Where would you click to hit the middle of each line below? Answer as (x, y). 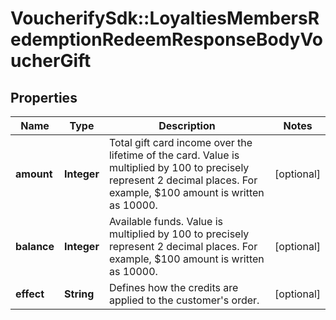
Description (187, 125)
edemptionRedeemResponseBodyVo (166, 39)
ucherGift (51, 61)
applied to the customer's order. (184, 300)
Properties (44, 97)
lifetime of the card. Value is (174, 155)
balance (35, 246)
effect (30, 294)
